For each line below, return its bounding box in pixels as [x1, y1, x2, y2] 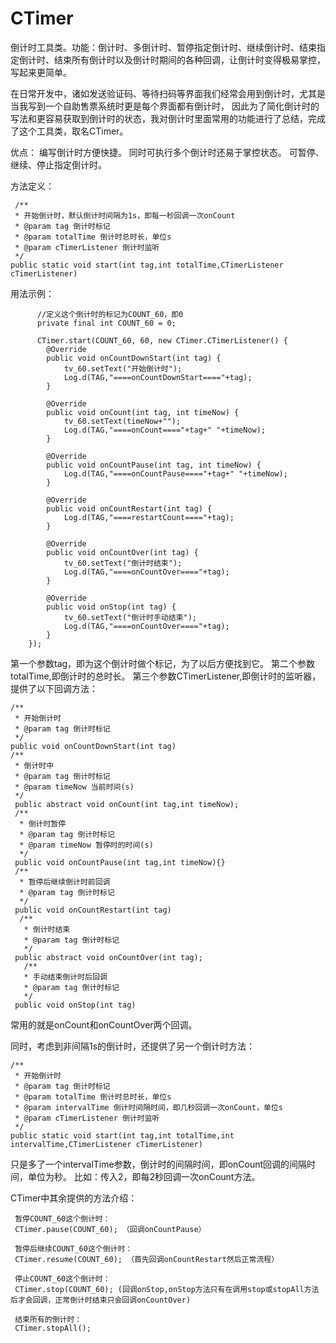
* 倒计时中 [14, 760, 55, 771]
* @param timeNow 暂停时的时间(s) [19, 840, 154, 850]
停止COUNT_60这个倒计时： [14, 1273, 111, 1284]
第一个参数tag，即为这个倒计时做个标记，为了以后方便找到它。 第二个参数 [10, 657, 316, 669]
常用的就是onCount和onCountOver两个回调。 [10, 1018, 198, 1031]
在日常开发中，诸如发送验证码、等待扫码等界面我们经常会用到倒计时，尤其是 [10, 87, 326, 99]
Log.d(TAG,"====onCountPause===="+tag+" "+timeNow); [63, 468, 288, 479]
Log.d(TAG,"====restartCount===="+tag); [63, 512, 235, 522]
